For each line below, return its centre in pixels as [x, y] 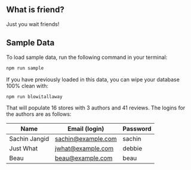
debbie [133, 149]
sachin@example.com [86, 139]
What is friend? [35, 10]
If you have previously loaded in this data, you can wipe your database [93, 79]
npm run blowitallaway [34, 97]
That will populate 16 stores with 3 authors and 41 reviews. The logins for [96, 108]
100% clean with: [27, 86]
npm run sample [25, 68]
